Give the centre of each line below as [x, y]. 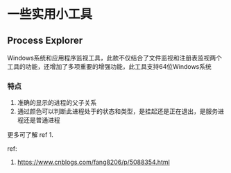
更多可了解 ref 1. [30, 135]
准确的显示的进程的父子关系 [57, 103]
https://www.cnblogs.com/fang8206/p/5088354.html [93, 162]
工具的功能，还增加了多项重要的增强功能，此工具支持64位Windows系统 [109, 66]
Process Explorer [45, 40]
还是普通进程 [42, 120]
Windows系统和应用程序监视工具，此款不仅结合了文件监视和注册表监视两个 [115, 58]
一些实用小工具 [50, 14]
